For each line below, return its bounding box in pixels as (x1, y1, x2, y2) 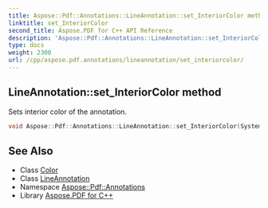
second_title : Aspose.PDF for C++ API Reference (8, 26, 173, 34)
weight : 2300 (8, 49, 52, 57)
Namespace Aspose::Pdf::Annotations (19, 182, 146, 192)
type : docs (8, 41, 45, 49)
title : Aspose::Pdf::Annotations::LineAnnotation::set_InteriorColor (8, 11, 245, 20)
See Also (8, 144, 53, 158)
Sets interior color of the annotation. (8, 107, 128, 116)
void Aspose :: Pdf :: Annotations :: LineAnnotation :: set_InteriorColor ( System (8, 122, 262, 130)
